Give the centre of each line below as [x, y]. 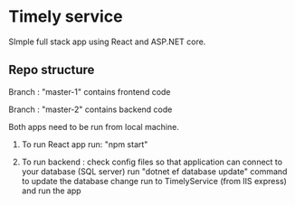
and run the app [52, 191]
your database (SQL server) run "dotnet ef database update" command [154, 171]
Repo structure [52, 70]
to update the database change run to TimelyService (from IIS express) [154, 181]
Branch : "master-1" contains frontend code [90, 91]
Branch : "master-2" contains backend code [90, 109]
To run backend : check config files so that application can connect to [152, 162]
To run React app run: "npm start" [85, 144]
